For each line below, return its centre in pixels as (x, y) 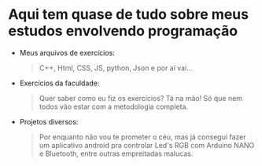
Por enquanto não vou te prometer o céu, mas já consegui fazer (142, 137)
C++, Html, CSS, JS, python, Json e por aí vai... (116, 67)
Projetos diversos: (49, 121)
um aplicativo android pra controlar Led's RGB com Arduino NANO (147, 145)
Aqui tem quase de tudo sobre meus (129, 14)
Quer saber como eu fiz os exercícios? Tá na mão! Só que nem (140, 98)
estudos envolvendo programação (123, 31)
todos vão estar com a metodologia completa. (114, 106)
